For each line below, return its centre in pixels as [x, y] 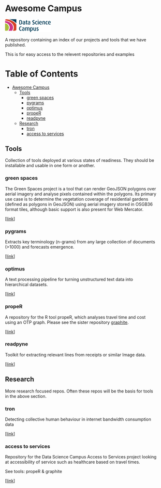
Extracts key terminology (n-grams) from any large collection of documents [80, 242]
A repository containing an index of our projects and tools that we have [76, 40]
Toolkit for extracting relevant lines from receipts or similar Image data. [75, 355]
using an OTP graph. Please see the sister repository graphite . [67, 322]
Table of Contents [42, 74]
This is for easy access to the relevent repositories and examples [70, 54]
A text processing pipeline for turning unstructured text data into [69, 280]
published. [15, 45]
